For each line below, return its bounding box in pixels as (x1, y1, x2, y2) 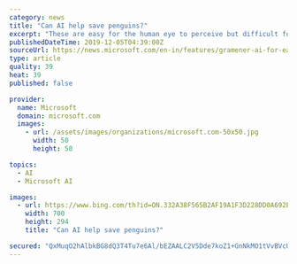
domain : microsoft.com (17, 112, 101, 120)
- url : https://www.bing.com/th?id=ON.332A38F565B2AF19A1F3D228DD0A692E (17, 201, 291, 210)
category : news (9, 12, 65, 22)
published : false (9, 79, 73, 88)
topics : (9, 160, 38, 169)
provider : (9, 95, 46, 104)
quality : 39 (9, 63, 53, 72)
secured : (9, 241, 42, 251)
